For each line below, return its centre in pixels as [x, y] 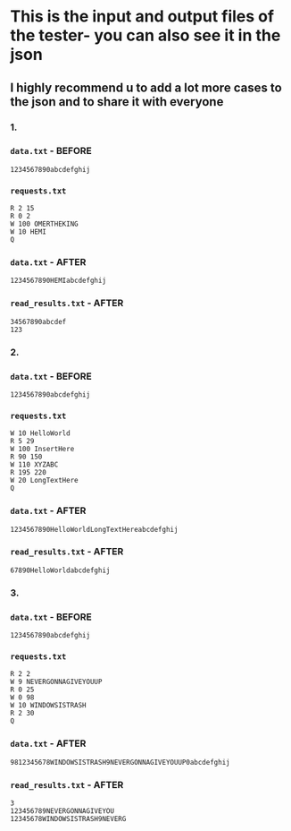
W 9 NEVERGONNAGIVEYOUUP [56, 682]
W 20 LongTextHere [44, 481]
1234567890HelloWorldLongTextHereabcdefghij [94, 529]
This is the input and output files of [142, 17]
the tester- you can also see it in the [145, 35]
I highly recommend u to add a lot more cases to [146, 87]
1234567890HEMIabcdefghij [58, 281]
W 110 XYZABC [34, 465]
